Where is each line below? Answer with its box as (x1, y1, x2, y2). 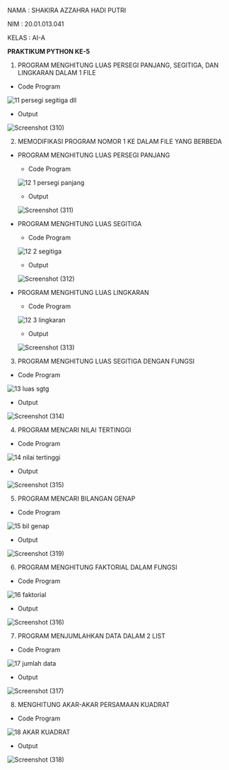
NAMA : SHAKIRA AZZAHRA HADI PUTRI (7, 6, 127, 14)
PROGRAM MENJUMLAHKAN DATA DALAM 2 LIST (17, 632, 166, 640)
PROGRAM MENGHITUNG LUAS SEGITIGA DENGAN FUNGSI (17, 357, 195, 365)
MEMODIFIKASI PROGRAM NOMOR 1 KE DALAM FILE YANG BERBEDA (17, 138, 223, 145)
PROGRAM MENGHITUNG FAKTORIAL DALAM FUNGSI (17, 563, 178, 571)
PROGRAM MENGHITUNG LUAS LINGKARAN (17, 289, 150, 296)
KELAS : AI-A (7, 33, 46, 42)
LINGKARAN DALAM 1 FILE (17, 69, 97, 77)
